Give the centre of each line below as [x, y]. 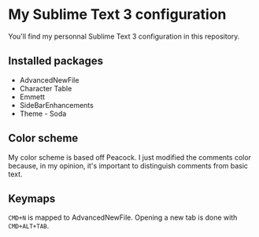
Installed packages [56, 61]
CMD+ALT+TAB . [29, 226]
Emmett [32, 97]
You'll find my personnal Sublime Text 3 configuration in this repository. [124, 36]
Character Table [46, 88]
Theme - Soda [43, 113]
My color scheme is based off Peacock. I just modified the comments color [130, 157]
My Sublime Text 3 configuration [117, 15]
